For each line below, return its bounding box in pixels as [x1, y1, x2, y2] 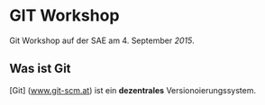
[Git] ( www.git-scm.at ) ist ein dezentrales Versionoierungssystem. [9, 84, 257, 95]
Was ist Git [9, 61, 71, 76]
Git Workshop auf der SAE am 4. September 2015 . [9, 35, 196, 46]
